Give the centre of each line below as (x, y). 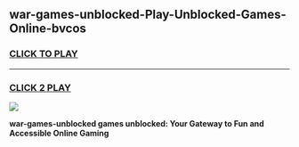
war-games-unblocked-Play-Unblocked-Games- (148, 15)
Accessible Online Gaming (59, 133)
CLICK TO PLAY (44, 54)
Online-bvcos (48, 29)
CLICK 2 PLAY (40, 87)
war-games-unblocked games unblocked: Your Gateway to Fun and (137, 123)
